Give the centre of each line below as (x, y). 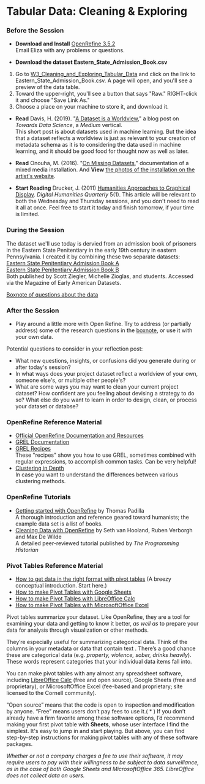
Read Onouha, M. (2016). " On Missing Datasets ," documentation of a (102, 163)
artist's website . (35, 176)
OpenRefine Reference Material (54, 422)
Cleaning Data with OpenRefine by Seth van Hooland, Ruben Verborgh (104, 530)
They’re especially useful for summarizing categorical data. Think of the (97, 642)
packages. (20, 743)
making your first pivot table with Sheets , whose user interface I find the (98, 724)
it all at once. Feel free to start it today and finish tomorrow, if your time (105, 208)
